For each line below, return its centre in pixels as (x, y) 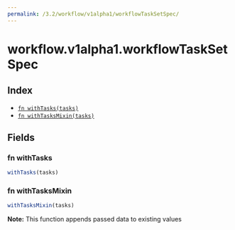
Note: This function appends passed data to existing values (95, 219)
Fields (21, 138)
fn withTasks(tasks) (48, 108)
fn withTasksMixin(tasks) (56, 116)
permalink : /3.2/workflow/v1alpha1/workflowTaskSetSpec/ (93, 14)
